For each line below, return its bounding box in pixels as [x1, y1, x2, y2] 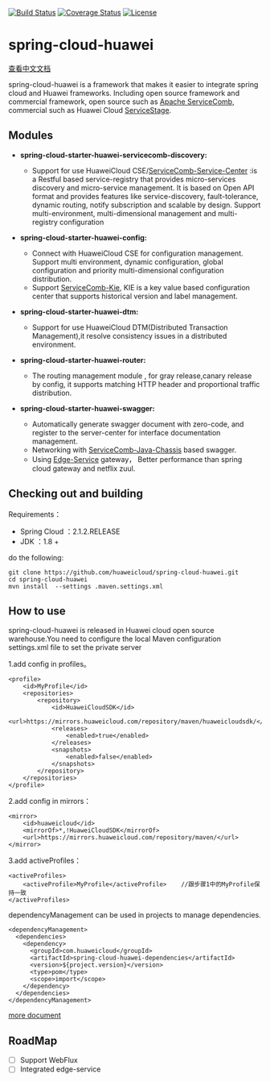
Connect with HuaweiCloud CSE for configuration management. [31, 248, 243, 258]
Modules [8, 129, 54, 143]
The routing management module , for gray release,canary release [31, 371, 252, 381]
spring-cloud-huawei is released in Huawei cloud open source [8, 626, 215, 635]
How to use [8, 604, 66, 618]
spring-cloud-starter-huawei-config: [19, 232, 147, 242]
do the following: [8, 552, 64, 562]
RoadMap [8, 1034, 58, 1047]
